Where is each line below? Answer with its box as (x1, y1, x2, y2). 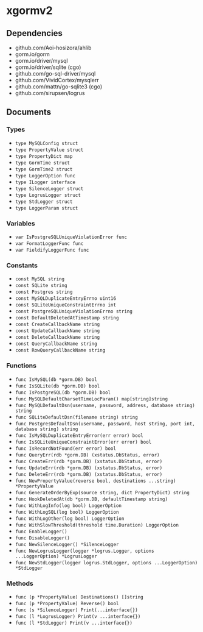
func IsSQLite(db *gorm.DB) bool (15, 383, 100, 389)
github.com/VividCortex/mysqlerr (15, 77, 99, 83)
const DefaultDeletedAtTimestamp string (15, 315, 119, 321)
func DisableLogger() (15, 534, 70, 541)
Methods (6, 579, 33, 588)
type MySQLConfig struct (15, 140, 78, 146)
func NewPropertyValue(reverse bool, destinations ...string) (15, 478, 176, 484)
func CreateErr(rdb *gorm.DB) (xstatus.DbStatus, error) (15, 458, 163, 464)
